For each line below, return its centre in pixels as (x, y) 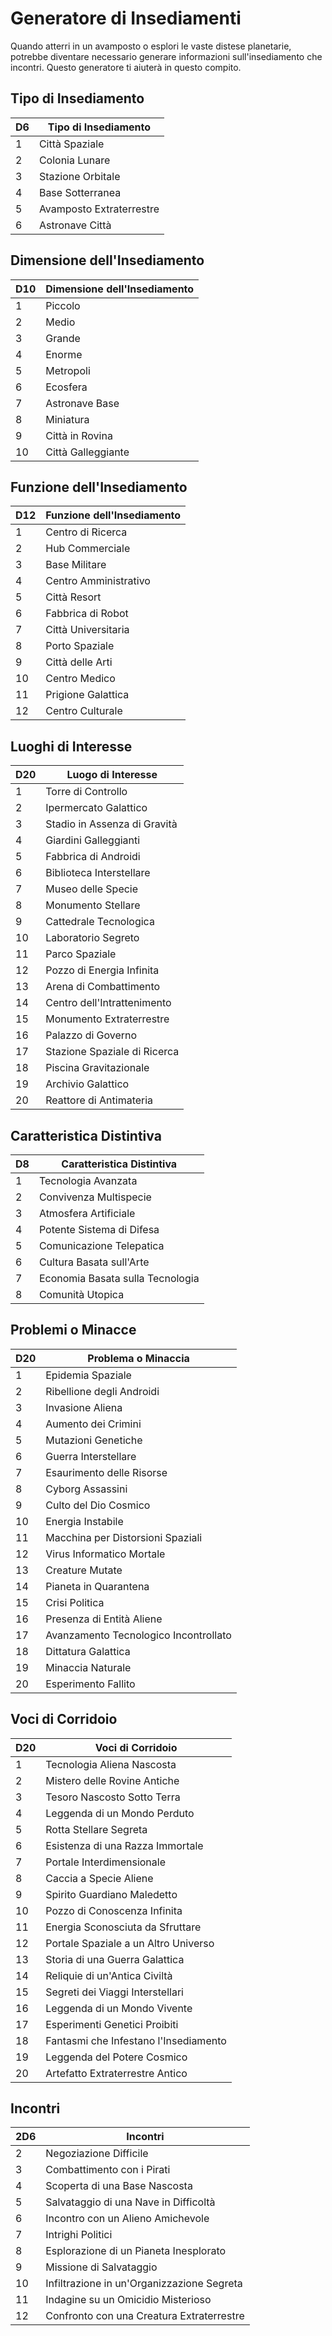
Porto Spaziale (80, 646)
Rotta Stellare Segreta (96, 1829)
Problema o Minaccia (138, 1358)
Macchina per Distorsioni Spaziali (124, 1537)
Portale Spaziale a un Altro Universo (130, 1943)
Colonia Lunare (74, 160)
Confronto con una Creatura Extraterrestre (145, 2316)
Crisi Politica (75, 1602)
